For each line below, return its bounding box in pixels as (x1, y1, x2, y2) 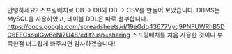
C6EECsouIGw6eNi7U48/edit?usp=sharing (7, 30, 131, 39)
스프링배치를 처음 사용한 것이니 (132, 30, 216, 39)
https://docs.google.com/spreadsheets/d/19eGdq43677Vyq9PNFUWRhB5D (7, 23, 225, 30)
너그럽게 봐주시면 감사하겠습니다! (25, 39, 116, 47)
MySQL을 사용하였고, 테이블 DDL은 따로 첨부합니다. (7, 15, 148, 23)
